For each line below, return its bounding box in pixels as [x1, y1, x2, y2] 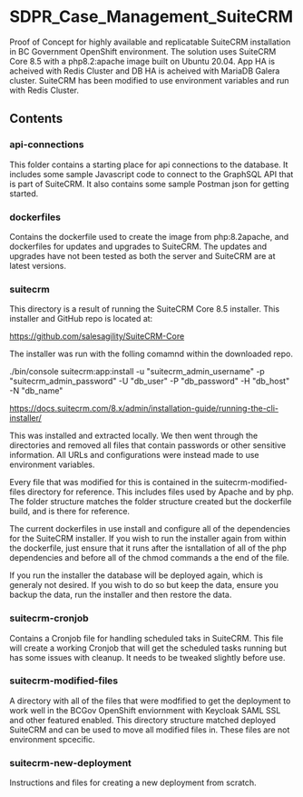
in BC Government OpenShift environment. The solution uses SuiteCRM [9, 45, 277, 56]
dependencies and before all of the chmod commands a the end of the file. [9, 553, 290, 563]
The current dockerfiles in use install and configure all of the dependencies [9, 523, 290, 534]
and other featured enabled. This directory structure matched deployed [9, 714, 277, 725]
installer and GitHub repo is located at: [9, 314, 153, 324]
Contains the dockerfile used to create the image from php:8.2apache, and [9, 231, 289, 242]
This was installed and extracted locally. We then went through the [9, 430, 259, 442]
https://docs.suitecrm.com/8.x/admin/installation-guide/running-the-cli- [9, 403, 279, 414]
